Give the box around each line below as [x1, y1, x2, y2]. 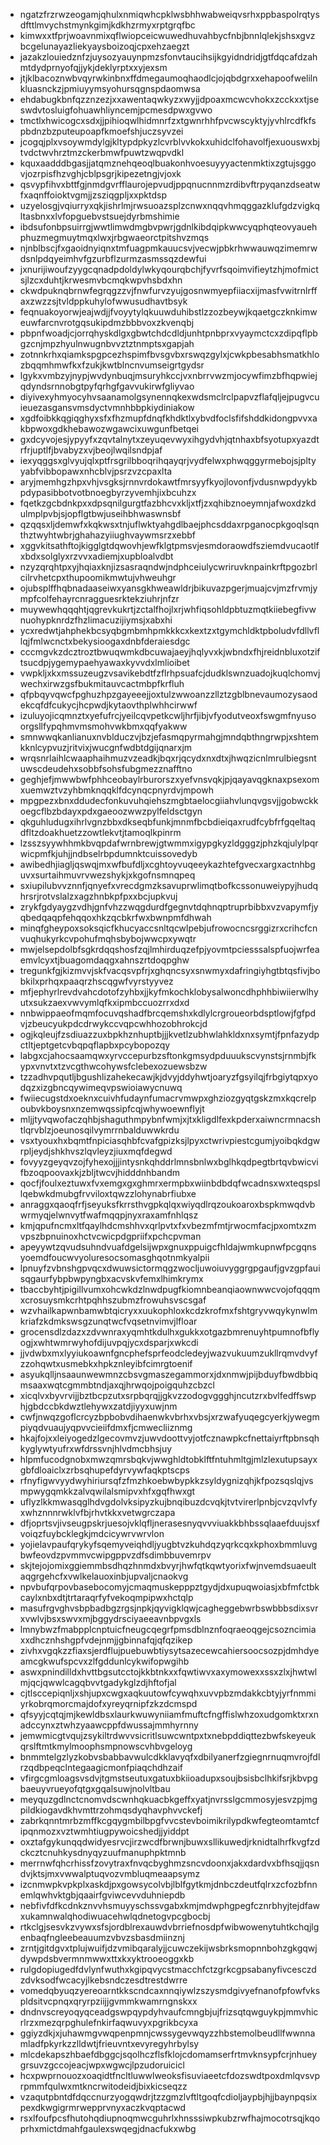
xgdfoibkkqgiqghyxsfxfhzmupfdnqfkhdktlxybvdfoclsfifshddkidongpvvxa [19, 412, 318, 424]
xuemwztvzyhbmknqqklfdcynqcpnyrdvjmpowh [19, 784, 214, 796]
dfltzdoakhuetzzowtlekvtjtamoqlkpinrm [19, 827, 182, 838]
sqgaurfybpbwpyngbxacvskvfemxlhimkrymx [19, 1273, 204, 1284]
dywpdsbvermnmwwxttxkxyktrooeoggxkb [19, 1953, 195, 1964]
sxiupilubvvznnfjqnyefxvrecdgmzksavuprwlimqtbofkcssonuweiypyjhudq [19, 880, 319, 891]
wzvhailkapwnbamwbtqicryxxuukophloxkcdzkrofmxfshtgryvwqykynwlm [19, 1305, 318, 1316]
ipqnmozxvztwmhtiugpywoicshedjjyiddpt [19, 1825, 190, 1837]
